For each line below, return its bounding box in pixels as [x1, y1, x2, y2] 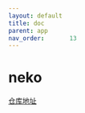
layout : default [8, 11, 63, 20]
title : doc [8, 19, 45, 27]
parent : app [8, 26, 48, 34]
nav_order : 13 [8, 34, 78, 42]
